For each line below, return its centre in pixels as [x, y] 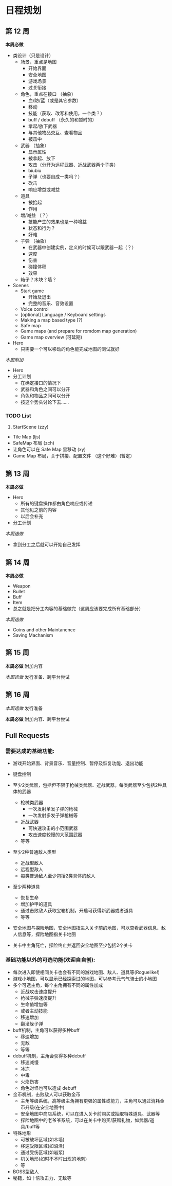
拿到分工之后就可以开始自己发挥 [46, 545]
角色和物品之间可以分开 [45, 396]
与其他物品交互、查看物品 [55, 132]
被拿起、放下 [42, 158]
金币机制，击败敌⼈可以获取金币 [46, 1094]
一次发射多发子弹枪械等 [53, 816]
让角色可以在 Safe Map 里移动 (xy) [49, 449]
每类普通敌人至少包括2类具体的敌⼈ [58, 876]
